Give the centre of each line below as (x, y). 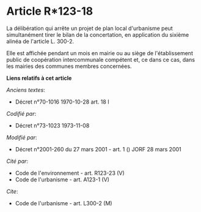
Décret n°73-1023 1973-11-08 (52, 125)
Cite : (12, 191)
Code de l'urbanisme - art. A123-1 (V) (62, 180)
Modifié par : (22, 137)
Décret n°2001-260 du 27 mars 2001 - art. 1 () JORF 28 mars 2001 (98, 149)
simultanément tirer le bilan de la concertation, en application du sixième (98, 34)
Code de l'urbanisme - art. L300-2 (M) (64, 203)
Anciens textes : (26, 89)
